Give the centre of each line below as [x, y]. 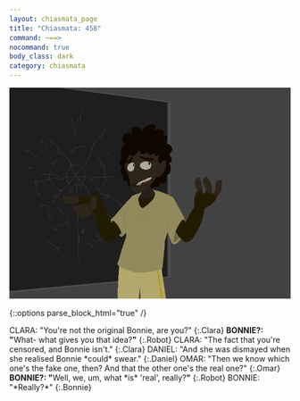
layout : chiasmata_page [54, 19]
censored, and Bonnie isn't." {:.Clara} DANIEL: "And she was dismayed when [150, 349]
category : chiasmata [48, 66]
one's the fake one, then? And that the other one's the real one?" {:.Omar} [145, 368]
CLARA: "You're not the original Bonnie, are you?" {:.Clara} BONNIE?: [136, 330]
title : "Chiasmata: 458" [55, 28]
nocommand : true [39, 47]
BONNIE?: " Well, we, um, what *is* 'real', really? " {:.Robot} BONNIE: [135, 378]
